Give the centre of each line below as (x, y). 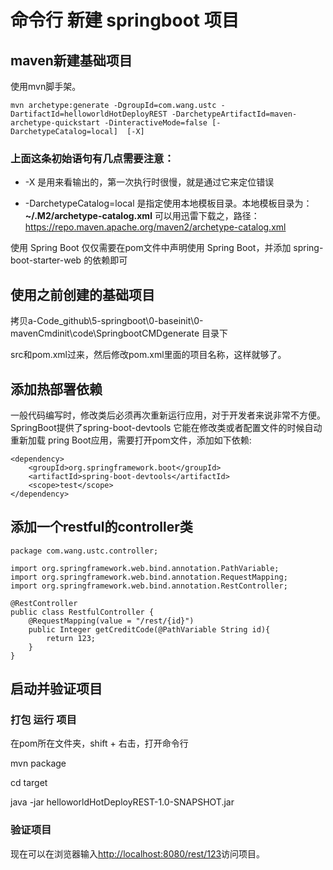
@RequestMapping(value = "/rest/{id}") (111, 621)
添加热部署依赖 (56, 389)
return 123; (71, 638)
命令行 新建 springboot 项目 (125, 20)
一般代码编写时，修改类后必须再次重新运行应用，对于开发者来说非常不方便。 (168, 415)
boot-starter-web (46, 260)
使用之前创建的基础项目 (82, 294)
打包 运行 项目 (43, 720)
